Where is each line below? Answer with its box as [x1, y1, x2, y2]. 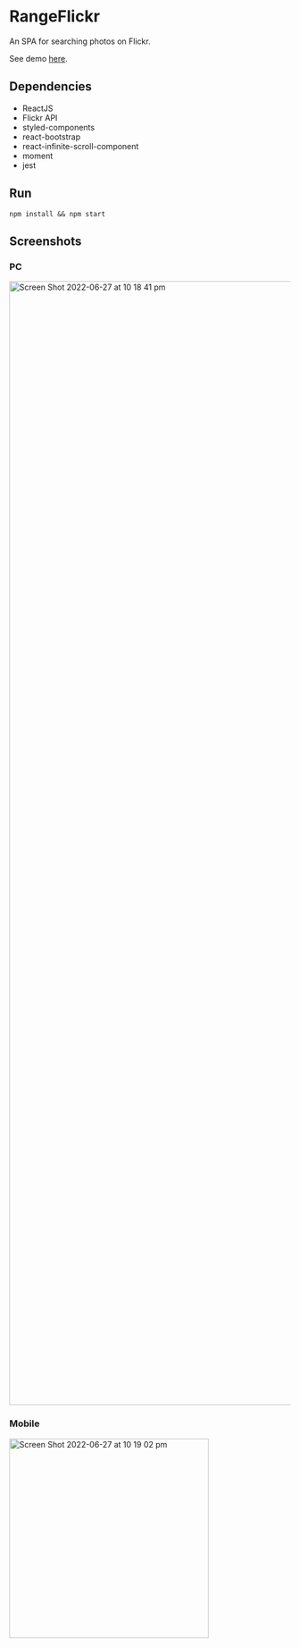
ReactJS [21, 103, 54, 114]
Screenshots [9, 233, 82, 249]
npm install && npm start [9, 209, 105, 218]
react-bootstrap [21, 131, 81, 142]
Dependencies [9, 79, 92, 95]
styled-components [21, 122, 96, 132]
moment [21, 150, 54, 161]
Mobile [9, 1417, 40, 1430]
